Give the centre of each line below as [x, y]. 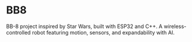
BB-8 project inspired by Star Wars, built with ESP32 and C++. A [84, 26]
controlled [19, 32]
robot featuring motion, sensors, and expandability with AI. [103, 32]
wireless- [175, 26]
